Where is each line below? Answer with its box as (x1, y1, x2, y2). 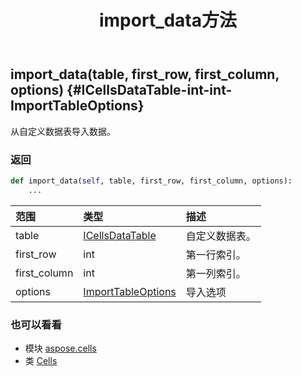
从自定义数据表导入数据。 (10, 125, 116, 137)
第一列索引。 (185, 266, 247, 280)
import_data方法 (98, 9, 238, 32)
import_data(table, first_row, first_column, (10, 66, 280, 83)
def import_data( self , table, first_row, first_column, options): (10, 176, 293, 186)
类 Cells (24, 354, 58, 366)
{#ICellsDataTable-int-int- (66, 82, 233, 99)
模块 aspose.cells (24, 342, 97, 354)
